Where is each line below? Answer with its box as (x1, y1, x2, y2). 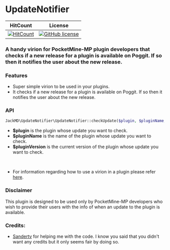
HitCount (10, 22, 32, 29)
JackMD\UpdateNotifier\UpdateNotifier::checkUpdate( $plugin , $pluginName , (5, 118, 166, 124)
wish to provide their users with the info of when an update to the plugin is (5, 204, 160, 210)
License (49, 22, 69, 29)
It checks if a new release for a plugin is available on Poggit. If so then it (12, 89, 162, 95)
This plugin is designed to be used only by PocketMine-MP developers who (5, 198, 163, 204)
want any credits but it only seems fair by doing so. (12, 238, 119, 244)
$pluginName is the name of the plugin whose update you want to (12, 133, 152, 139)
